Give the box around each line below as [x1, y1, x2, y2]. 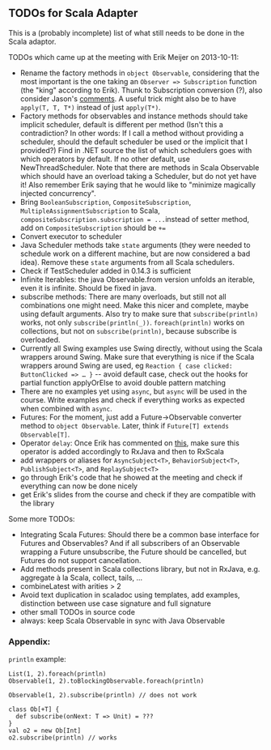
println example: [8, 654, 66, 664]
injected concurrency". [19, 188, 97, 198]
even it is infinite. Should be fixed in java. [19, 283, 157, 292]
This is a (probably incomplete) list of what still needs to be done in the [8, 28, 245, 37]
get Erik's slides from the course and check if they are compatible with [19, 489, 256, 499]
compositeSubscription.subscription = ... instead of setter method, [19, 214, 250, 224]
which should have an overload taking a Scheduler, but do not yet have [19, 171, 257, 181]
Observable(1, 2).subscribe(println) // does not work [8, 692, 197, 700]
